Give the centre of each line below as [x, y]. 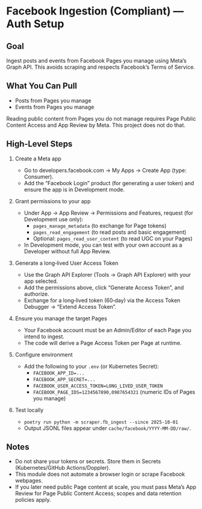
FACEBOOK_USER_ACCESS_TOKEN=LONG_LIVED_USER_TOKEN [98, 386]
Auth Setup [35, 24]
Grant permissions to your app [53, 201]
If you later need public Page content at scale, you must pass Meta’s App [106, 487]
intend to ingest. [44, 337]
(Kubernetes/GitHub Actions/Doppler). [62, 468]
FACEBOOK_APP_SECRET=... [64, 379]
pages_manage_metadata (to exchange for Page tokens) [100, 226]
